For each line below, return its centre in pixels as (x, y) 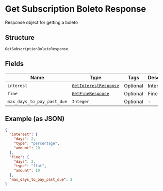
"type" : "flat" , (30, 166)
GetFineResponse (91, 94)
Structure (20, 38)
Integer (81, 101)
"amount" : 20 (27, 148)
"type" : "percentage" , (37, 143)
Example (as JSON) (35, 118)
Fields (15, 64)
